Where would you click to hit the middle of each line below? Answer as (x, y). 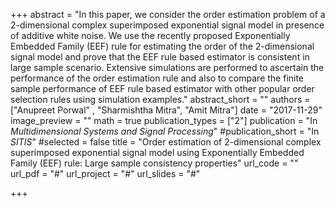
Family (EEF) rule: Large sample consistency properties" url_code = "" (154, 163)
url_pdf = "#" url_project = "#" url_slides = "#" (105, 173)
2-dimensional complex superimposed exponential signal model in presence (167, 25)
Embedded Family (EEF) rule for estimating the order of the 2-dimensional (162, 46)
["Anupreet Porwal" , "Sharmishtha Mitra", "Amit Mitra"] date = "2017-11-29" (166, 110)
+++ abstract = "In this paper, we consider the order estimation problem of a (168, 14)
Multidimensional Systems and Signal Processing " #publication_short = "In (165, 131)
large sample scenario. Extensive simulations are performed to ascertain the (167, 67)
